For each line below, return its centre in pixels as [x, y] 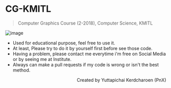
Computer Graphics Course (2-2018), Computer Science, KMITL [85, 23]
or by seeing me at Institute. [42, 59]
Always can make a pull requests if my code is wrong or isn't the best [86, 64]
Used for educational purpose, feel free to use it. [64, 43]
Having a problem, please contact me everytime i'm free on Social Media [89, 54]
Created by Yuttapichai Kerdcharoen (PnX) [121, 80]
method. [21, 70]
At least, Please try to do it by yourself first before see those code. [82, 48]
